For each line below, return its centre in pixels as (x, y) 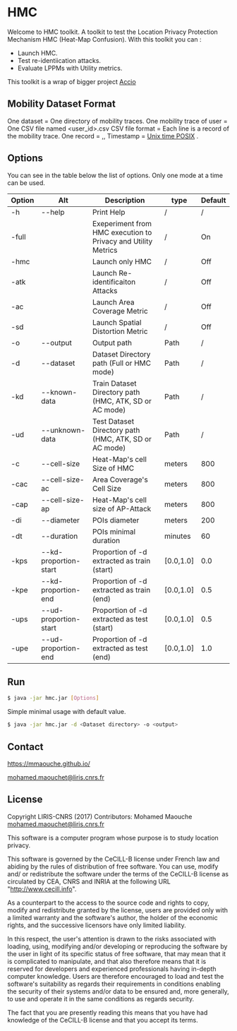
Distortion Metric (120, 331)
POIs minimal (114, 532)
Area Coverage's (120, 479)
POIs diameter (116, 520)
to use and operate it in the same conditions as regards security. (101, 999)
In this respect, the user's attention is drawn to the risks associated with (112, 938)
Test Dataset (113, 421)
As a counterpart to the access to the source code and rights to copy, (108, 902)
